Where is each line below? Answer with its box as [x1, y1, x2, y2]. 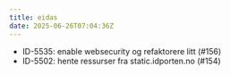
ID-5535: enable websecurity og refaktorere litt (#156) [21, 46, 222, 56]
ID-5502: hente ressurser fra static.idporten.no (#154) [21, 55, 221, 66]
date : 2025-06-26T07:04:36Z [9, 21, 115, 30]
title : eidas [9, 12, 58, 22]
